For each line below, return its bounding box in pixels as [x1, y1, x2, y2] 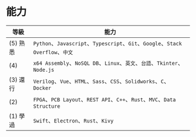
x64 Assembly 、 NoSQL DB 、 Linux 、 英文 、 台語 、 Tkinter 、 [33, 59, 184, 67]
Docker [33, 85, 51, 91]
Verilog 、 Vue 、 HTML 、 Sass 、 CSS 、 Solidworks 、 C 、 [33, 77, 170, 85]
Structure [33, 103, 61, 110]
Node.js [33, 66, 54, 73]
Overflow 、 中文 [33, 48, 73, 56]
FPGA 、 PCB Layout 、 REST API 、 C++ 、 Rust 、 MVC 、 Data [33, 95, 176, 103]
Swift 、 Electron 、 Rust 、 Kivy [33, 116, 114, 124]
